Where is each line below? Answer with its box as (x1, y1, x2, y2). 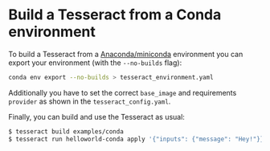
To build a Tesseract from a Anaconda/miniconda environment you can (8, 49, 243, 59)
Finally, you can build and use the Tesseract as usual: (8, 112, 185, 121)
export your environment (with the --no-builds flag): (8, 58, 182, 67)
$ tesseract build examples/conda (8, 127, 125, 136)
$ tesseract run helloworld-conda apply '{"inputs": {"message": (8, 135, 231, 143)
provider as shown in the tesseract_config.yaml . (8, 96, 171, 106)
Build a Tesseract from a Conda (8, 6, 222, 24)
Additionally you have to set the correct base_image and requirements (8, 88, 237, 97)
